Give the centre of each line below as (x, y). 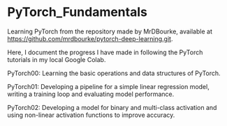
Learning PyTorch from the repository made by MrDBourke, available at (110, 31)
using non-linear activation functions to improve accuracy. (91, 115)
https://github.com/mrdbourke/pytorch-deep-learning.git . (90, 38)
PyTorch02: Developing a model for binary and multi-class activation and (112, 107)
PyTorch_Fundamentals (78, 12)
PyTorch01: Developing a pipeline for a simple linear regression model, (108, 86)
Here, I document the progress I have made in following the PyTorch (105, 52)
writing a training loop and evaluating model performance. (91, 94)
